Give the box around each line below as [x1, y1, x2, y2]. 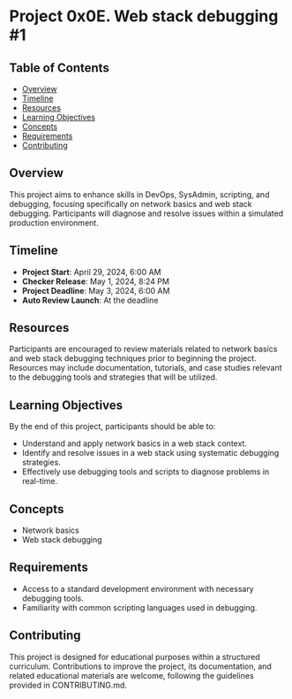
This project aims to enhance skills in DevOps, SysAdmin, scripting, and [9, 188, 270, 200]
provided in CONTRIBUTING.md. [9, 680, 128, 690]
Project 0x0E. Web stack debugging [9, 6, 279, 27]
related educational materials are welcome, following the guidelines [9, 670, 254, 680]
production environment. [9, 217, 99, 227]
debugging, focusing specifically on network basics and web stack [9, 198, 253, 209]
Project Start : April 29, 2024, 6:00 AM [21, 266, 161, 277]
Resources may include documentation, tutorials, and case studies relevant [9, 363, 282, 373]
